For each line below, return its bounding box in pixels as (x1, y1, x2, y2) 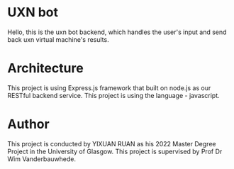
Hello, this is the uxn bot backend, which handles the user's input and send (7, 28, 227, 36)
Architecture (7, 60, 84, 77)
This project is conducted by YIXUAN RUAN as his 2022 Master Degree (7, 139, 216, 148)
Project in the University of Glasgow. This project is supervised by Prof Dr (7, 147, 223, 156)
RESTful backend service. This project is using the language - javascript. (7, 91, 220, 99)
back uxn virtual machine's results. (7, 35, 109, 43)
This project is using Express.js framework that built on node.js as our (7, 83, 211, 92)
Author (7, 116, 50, 132)
